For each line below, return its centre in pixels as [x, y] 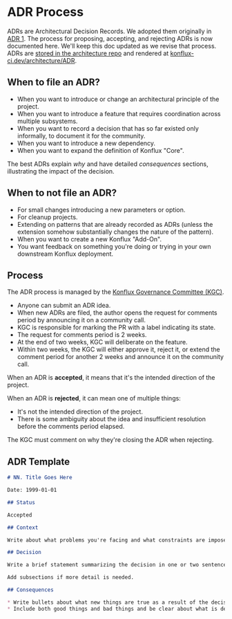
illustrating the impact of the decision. [61, 171]
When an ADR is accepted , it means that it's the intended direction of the [111, 378]
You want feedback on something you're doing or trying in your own [114, 246]
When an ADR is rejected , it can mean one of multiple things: [94, 398]
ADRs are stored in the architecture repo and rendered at [88, 53]
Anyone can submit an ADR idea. [64, 306]
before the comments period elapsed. [71, 427]
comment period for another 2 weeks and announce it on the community [120, 357]
